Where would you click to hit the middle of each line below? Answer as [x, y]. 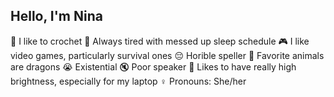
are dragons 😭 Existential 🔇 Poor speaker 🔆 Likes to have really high [153, 66]
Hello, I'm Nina [56, 16]
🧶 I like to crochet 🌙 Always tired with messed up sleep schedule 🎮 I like [160, 41]
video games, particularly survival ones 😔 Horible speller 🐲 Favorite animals [167, 55]
